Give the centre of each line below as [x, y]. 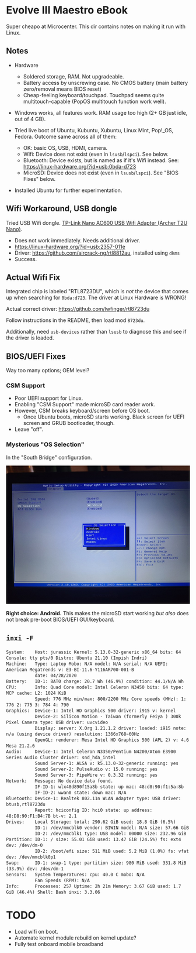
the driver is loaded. [30, 338]
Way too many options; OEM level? [48, 371]
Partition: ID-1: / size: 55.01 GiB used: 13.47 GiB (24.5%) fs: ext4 [94, 839]
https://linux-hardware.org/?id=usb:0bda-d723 [80, 166]
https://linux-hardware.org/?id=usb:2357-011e [70, 246]
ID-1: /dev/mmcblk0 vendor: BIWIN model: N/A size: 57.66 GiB [112, 828]
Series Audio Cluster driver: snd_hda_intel [61, 757]
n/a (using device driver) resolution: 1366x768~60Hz [73, 734]
